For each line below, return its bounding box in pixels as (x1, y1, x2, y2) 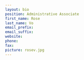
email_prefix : (5, 25, 34, 30)
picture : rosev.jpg (5, 47, 45, 52)
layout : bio (5, 7, 29, 12)
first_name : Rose (5, 16, 40, 21)
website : (5, 34, 23, 39)
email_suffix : (5, 30, 34, 34)
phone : (5, 39, 18, 44)
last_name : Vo (5, 20, 34, 26)
